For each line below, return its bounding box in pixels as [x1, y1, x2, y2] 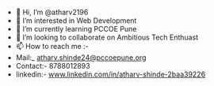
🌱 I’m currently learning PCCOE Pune [15, 24, 137, 33]
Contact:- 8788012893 [15, 62, 90, 70]
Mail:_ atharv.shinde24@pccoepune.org [15, 53, 147, 62]
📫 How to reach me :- [15, 42, 89, 50]
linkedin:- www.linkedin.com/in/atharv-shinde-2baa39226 [15, 69, 206, 79]
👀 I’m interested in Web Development [15, 16, 137, 25]
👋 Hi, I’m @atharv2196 [15, 8, 89, 17]
